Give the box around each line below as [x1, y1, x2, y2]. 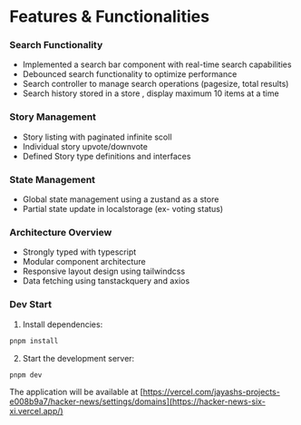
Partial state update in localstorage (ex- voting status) [22, 204, 224, 215]
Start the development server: [22, 353, 135, 363]
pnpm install [9, 336, 59, 345]
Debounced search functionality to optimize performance [22, 69, 238, 80]
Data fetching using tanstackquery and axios [22, 275, 190, 286]
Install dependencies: [22, 319, 103, 330]
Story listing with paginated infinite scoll [22, 131, 172, 142]
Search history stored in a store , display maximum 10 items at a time [22, 88, 279, 99]
